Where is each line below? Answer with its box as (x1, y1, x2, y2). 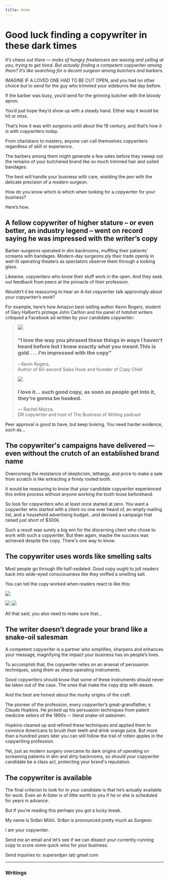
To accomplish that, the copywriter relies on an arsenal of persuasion (5, 662, 149, 668)
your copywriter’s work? (5, 294, 55, 300)
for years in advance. (5, 798, 49, 804)
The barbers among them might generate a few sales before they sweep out (5, 153, 163, 159)
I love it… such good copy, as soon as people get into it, (17, 388, 156, 395)
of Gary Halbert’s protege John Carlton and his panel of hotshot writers (5, 309, 153, 315)
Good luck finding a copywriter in (5, 29, 147, 40)
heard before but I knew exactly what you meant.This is (17, 343, 156, 350)
